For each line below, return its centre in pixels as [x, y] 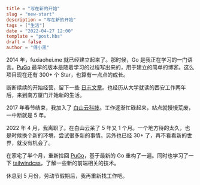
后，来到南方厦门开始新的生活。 [46, 95]
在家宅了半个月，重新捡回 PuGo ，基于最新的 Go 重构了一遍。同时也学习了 [97, 155]
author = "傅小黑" [28, 48]
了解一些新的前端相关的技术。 [83, 163]
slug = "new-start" [31, 14]
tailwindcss [27, 163]
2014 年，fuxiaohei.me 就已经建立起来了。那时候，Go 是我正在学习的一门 [97, 60]
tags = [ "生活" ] [25, 25]
